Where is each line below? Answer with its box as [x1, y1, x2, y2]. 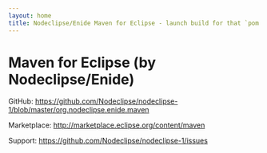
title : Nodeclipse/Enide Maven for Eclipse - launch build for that [8, 19, 241, 27]
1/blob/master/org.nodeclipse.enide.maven [8, 105, 149, 115]
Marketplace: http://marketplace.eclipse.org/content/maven [8, 120, 205, 130]
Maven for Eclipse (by [8, 53, 156, 72]
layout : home [8, 11, 52, 20]
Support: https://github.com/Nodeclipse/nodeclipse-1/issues [8, 136, 208, 146]
